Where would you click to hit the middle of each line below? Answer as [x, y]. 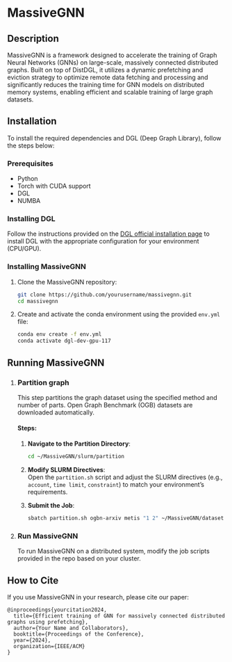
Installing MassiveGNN [47, 267]
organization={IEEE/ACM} [49, 646]
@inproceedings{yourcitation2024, [57, 610]
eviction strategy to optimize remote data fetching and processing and [108, 77]
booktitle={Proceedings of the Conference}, [79, 634]
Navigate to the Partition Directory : [79, 444]
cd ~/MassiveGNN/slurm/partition [76, 457]
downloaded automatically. [56, 412]
